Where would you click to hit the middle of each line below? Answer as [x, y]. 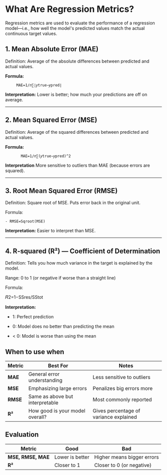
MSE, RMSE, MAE [29, 457]
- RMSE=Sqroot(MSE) [25, 222]
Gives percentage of [117, 411]
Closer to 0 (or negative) [123, 465]
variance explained [115, 417]
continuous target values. [31, 33]
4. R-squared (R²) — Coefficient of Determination [83, 251]
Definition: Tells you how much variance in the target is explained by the [79, 263]
